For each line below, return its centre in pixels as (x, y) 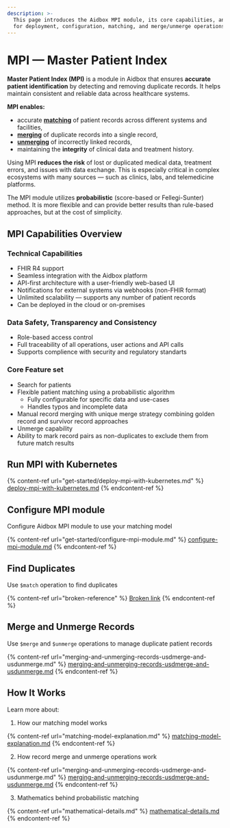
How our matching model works (62, 722)
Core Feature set (35, 369)
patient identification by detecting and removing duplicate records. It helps (114, 86)
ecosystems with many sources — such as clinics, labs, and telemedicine (111, 177)
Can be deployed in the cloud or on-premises (81, 305)
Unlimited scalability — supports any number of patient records (106, 297)
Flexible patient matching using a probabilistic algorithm (96, 392)
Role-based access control (55, 337)
